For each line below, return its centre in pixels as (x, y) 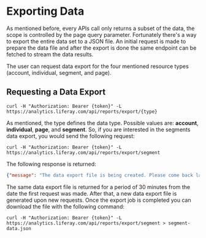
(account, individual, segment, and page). (59, 72)
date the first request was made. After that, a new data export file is (92, 193)
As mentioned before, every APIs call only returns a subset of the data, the (101, 28)
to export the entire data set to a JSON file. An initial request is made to (96, 41)
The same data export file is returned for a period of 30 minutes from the (98, 187)
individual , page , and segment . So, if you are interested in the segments (98, 129)
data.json (19, 228)
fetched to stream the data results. (50, 54)
